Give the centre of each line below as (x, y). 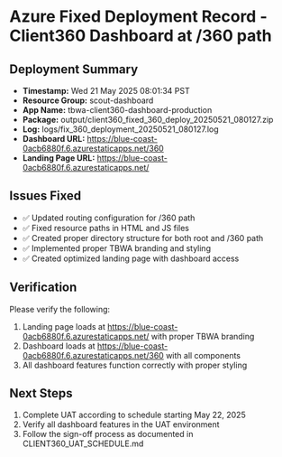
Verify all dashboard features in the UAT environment (121, 424)
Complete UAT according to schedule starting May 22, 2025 (134, 415)
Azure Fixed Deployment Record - (138, 17)
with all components (203, 355)
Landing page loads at (64, 326)
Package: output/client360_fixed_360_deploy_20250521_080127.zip (148, 120)
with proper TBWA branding (203, 336)
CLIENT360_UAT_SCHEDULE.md (83, 443)
